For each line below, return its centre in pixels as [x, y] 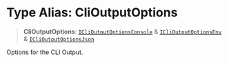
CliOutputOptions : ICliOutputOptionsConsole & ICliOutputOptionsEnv [122, 32]
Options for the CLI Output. [45, 52]
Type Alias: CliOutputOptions [92, 13]
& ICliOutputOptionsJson [59, 38]
